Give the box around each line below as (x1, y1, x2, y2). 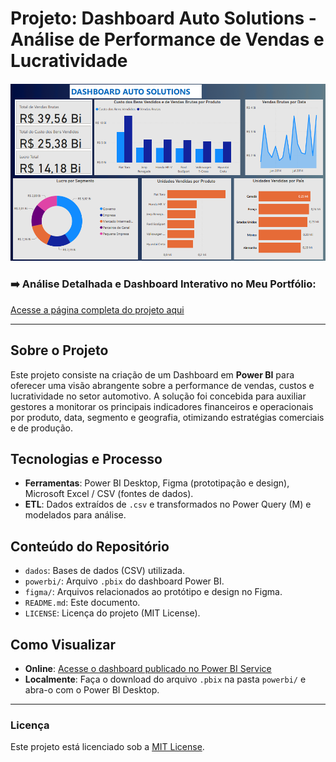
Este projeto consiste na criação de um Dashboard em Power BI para (10, 368, 295, 381)
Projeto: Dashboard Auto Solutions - (10, 7, 317, 30)
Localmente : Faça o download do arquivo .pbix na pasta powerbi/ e (24, 673, 307, 685)
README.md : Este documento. (24, 597, 141, 609)
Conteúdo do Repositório (10, 538, 170, 555)
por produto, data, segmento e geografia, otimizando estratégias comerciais (10, 411, 325, 423)
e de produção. (10, 422, 74, 434)
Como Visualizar (10, 636, 116, 653)
